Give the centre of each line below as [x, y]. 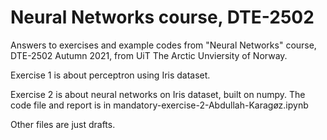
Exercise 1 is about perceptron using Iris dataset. [110, 75]
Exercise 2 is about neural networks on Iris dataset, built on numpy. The [158, 94]
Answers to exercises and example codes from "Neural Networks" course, [163, 45]
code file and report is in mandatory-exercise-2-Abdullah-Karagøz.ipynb [159, 105]
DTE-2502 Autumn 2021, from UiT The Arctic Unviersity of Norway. [149, 55]
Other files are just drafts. [63, 124]
